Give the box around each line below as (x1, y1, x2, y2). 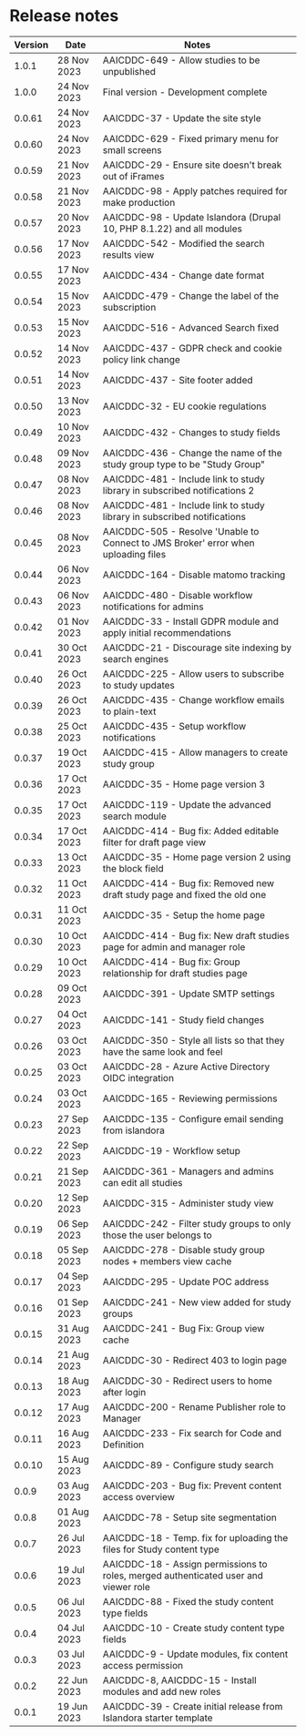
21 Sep (57, 1165, 89, 1178)
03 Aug (57, 1479, 89, 1492)
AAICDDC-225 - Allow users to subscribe (102, 667, 285, 679)
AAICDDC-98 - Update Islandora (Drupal (102, 210, 281, 223)
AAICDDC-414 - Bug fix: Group (102, 955, 241, 968)
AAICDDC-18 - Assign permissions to (102, 1557, 268, 1570)
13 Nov (57, 393, 89, 406)
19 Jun (57, 1700, 88, 1712)
